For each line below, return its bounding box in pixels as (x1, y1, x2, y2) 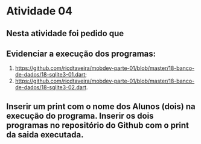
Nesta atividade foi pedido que (6, 28, 124, 39)
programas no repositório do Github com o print (6, 120, 189, 130)
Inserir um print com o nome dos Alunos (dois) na (6, 101, 196, 111)
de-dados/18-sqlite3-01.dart (14, 71, 86, 78)
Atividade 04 (6, 4, 73, 18)
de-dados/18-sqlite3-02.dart (14, 84, 86, 91)
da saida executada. (6, 130, 84, 140)
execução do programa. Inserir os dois (6, 110, 154, 121)
